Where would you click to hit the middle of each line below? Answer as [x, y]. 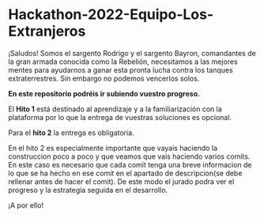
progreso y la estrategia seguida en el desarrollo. [88, 190]
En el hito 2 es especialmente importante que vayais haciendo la [113, 148]
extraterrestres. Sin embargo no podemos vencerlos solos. [104, 78]
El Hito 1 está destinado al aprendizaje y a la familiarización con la [115, 109]
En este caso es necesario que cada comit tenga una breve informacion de [130, 164]
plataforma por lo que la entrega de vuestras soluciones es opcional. [120, 117]
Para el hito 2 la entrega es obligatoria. [71, 133]
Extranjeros [47, 31]
